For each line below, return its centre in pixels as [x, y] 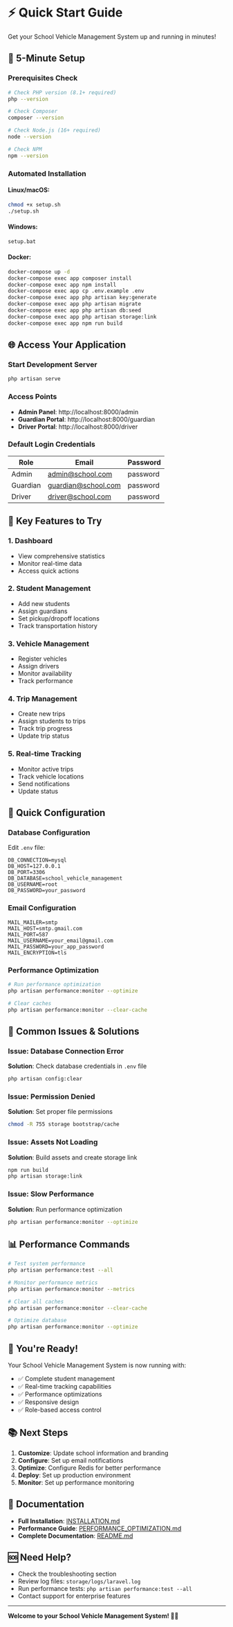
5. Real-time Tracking [45, 754]
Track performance [45, 681]
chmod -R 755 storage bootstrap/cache [64, 1124]
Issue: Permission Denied [52, 1096]
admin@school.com [80, 474]
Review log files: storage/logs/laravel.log [79, 1581]
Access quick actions [48, 571]
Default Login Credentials [52, 445]
